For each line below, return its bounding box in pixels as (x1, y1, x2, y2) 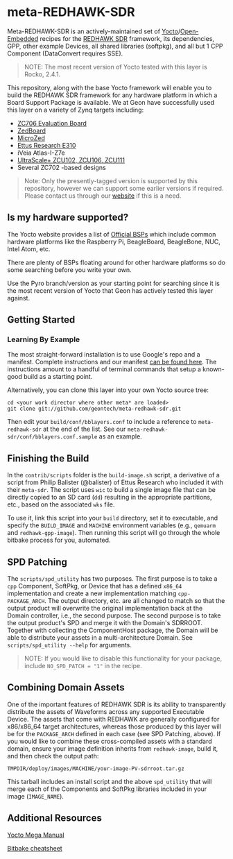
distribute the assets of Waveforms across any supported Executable (7, 707, 205, 715)
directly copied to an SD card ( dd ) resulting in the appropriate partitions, (7, 493, 213, 502)
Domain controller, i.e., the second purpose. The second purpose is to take (7, 611, 221, 620)
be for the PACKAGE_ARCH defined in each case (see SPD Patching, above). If (7, 729, 221, 738)
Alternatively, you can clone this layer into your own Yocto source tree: (7, 386, 209, 394)
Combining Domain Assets (7, 681, 125, 694)
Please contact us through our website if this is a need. (24, 192, 182, 200)
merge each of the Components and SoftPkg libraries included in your (7, 785, 207, 793)
